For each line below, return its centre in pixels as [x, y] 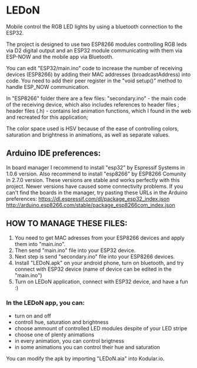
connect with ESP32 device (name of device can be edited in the [93, 269]
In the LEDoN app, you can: [46, 303]
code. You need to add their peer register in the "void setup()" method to [94, 81]
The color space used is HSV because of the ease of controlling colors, [93, 128]
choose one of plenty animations [54, 334]
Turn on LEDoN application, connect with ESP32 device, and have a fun [101, 281]
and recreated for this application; [47, 117]
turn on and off [33, 316]
